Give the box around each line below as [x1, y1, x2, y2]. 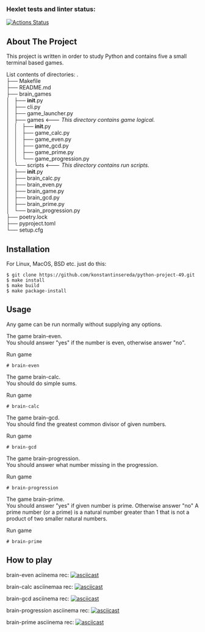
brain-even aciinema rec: [6, 571, 70, 578]
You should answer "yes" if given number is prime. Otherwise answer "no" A [6, 502, 199, 509]
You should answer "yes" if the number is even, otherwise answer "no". [6, 339, 186, 346]
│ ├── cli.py [6, 103, 41, 111]
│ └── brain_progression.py [6, 207, 81, 215]
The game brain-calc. [6, 373, 61, 380]
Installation [6, 244, 50, 254]
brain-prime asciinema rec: [6, 618, 74, 626]
